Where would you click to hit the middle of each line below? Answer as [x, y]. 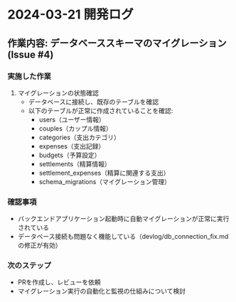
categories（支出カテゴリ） [80, 137]
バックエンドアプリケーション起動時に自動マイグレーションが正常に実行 [123, 219]
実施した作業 [29, 76]
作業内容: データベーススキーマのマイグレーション [117, 43]
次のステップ [29, 266]
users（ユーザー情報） [72, 119]
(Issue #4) [31, 54]
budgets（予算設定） [70, 155]
